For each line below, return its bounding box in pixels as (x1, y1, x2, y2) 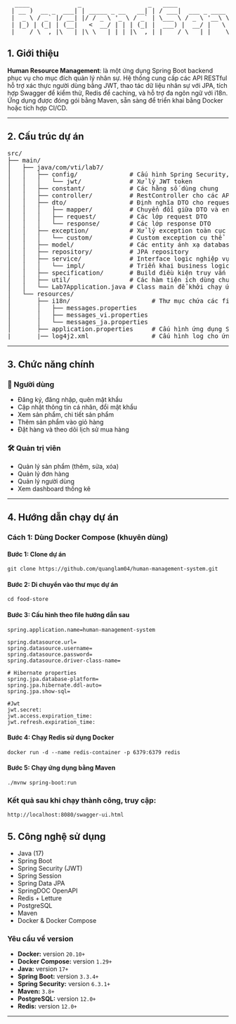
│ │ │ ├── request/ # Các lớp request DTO (7, 212, 208, 221)
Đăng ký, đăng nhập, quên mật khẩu (17, 396, 123, 404)
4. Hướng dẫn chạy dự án (7, 512, 119, 523)
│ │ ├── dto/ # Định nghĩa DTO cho (7, 198, 204, 207)
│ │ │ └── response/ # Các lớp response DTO (7, 219, 211, 228)
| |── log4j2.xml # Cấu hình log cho (7, 332, 219, 340)
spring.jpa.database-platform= (7, 675, 99, 682)
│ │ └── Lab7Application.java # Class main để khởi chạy (7, 283, 223, 291)
